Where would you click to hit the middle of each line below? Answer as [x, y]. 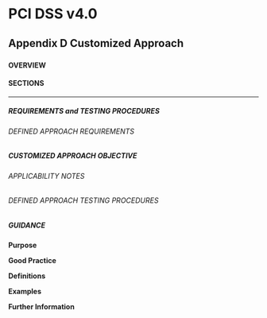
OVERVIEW [27, 65]
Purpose [23, 245]
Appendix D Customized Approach [96, 43]
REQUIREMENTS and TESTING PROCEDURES [84, 111]
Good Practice [33, 261]
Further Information [42, 307]
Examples [25, 292]
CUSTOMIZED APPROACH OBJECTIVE [73, 156]
